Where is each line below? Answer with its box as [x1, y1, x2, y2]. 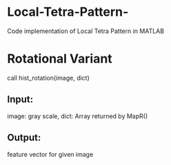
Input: [7, 93, 33, 105]
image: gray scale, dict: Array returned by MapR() [7, 111, 148, 120]
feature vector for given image [7, 150, 94, 158]
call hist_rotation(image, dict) [7, 74, 90, 82]
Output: [7, 132, 41, 144]
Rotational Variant [7, 51, 112, 67]
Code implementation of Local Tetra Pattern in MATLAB [7, 27, 164, 35]
